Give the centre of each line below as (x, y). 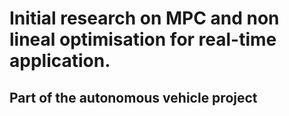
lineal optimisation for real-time (143, 39)
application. (60, 61)
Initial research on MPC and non (144, 18)
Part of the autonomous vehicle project (133, 97)
